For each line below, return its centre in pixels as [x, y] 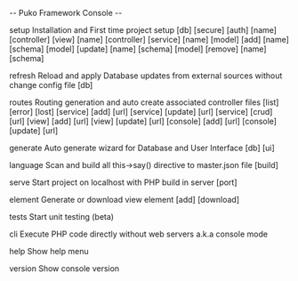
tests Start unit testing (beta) [61, 217]
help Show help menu [49, 251]
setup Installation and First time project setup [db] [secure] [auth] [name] [143, 30]
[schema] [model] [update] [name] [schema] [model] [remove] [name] [138, 49]
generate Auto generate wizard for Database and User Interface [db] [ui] [142, 148]
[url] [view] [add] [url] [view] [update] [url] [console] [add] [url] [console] [143, 121]
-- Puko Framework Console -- [66, 13]
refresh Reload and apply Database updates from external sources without [146, 76]
